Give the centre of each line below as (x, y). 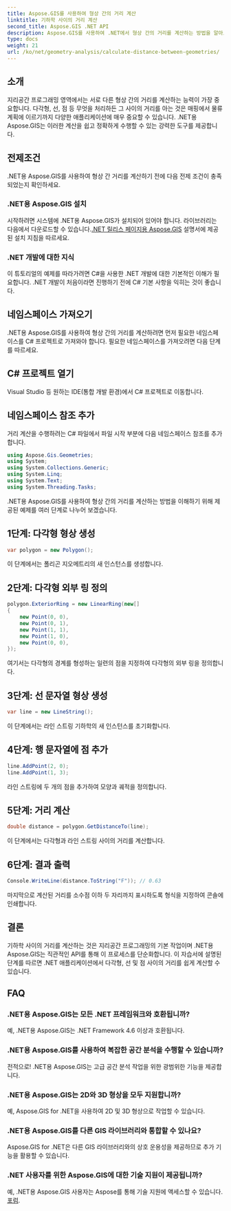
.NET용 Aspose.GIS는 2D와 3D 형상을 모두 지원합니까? (94, 1094)
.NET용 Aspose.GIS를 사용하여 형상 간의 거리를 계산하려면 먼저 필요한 (101, 333)
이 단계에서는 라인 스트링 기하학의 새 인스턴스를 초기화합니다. (89, 726)
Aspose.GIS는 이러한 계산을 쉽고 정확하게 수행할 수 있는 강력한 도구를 (100, 126)
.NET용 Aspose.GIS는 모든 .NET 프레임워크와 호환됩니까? (99, 1014)
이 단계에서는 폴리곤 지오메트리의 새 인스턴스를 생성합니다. (85, 564)
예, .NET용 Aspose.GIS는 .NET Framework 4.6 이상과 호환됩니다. (96, 1031)
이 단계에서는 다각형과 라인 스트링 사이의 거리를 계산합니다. (86, 841)
